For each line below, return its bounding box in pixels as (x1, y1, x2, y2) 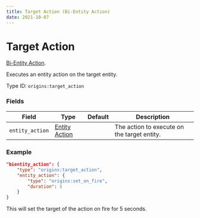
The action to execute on (114, 122, 185, 131)
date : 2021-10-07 (6, 14, 49, 20)
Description (136, 112, 170, 121)
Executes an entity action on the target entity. (6, 71, 118, 78)
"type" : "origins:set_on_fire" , (27, 178, 108, 184)
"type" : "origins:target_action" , (17, 167, 102, 173)
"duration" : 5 (27, 184, 62, 189)
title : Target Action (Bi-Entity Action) (6, 8, 111, 15)
